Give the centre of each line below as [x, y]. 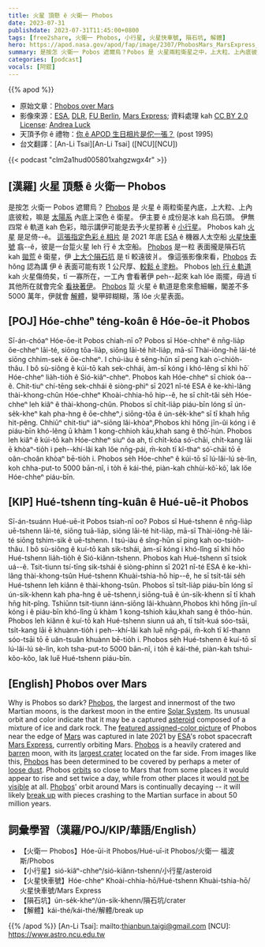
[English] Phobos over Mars [78, 683]
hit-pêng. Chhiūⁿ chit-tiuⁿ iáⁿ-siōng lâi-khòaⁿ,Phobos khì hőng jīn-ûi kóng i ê [132, 423]
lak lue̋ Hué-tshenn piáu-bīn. [85, 658]
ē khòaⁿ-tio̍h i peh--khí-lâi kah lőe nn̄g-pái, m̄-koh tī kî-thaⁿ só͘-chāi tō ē [125, 449]
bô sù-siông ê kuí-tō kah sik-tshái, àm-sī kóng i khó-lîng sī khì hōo [138, 549]
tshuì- [243, 649]
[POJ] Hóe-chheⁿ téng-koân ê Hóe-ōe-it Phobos [129, 321]
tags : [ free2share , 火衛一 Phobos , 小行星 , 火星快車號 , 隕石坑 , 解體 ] [117, 38]
